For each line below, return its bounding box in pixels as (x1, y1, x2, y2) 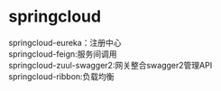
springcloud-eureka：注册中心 (8, 37, 122, 48)
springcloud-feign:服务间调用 (8, 48, 117, 59)
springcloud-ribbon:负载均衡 (8, 70, 115, 82)
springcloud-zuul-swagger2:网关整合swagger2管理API (8, 59, 213, 70)
